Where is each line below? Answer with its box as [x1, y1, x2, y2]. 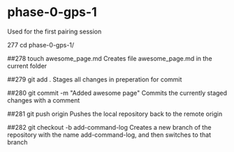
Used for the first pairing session [7, 27, 102, 36]
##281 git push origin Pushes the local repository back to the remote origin [7, 109, 223, 118]
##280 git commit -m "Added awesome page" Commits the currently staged [7, 89, 228, 97]
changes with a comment [7, 96, 80, 105]
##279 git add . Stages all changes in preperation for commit [7, 75, 182, 84]
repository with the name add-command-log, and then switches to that [7, 130, 212, 139]
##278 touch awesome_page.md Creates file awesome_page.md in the [7, 54, 212, 63]
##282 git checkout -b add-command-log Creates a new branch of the [7, 123, 212, 131]
